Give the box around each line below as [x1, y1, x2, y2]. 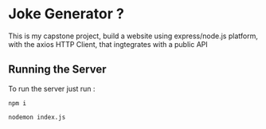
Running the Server [8, 63, 107, 76]
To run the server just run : [8, 84, 96, 93]
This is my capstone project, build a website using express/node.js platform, [8, 31, 259, 41]
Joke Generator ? [8, 5, 125, 23]
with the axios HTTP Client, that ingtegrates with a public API [8, 39, 209, 49]
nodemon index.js [8, 113, 66, 121]
